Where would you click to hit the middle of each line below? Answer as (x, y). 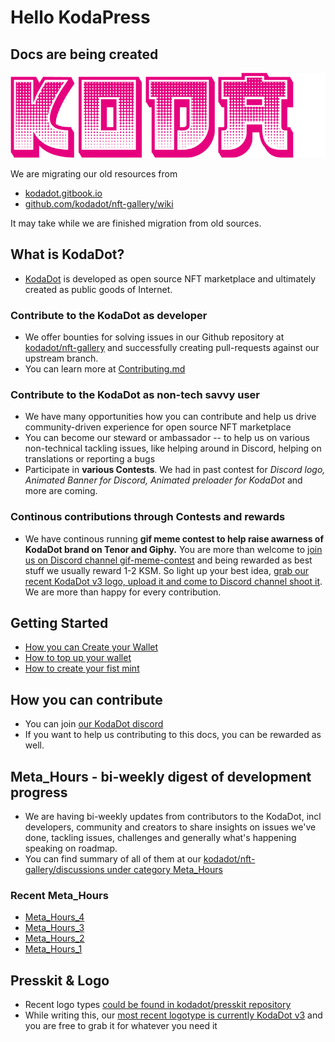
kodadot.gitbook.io (63, 193)
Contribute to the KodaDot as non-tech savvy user (135, 394)
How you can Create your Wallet (91, 647)
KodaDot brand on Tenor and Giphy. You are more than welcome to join (173, 549)
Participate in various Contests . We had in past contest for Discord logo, (175, 470)
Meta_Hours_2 (54, 938)
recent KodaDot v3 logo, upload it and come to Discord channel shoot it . (173, 581)
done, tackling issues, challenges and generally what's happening (160, 838)
